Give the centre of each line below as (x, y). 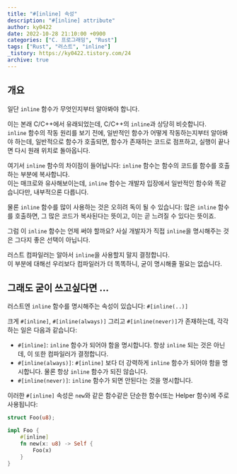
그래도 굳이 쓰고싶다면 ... (58, 288)
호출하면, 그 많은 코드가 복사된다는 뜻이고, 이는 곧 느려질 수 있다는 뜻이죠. (115, 216)
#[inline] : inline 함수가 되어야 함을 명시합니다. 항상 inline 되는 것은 (115, 345)
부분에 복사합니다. (45, 174)
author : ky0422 (30, 27)
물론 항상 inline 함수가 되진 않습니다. (96, 371)
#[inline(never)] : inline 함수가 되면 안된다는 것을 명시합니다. (105, 381)
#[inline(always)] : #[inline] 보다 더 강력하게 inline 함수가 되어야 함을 (119, 363)
